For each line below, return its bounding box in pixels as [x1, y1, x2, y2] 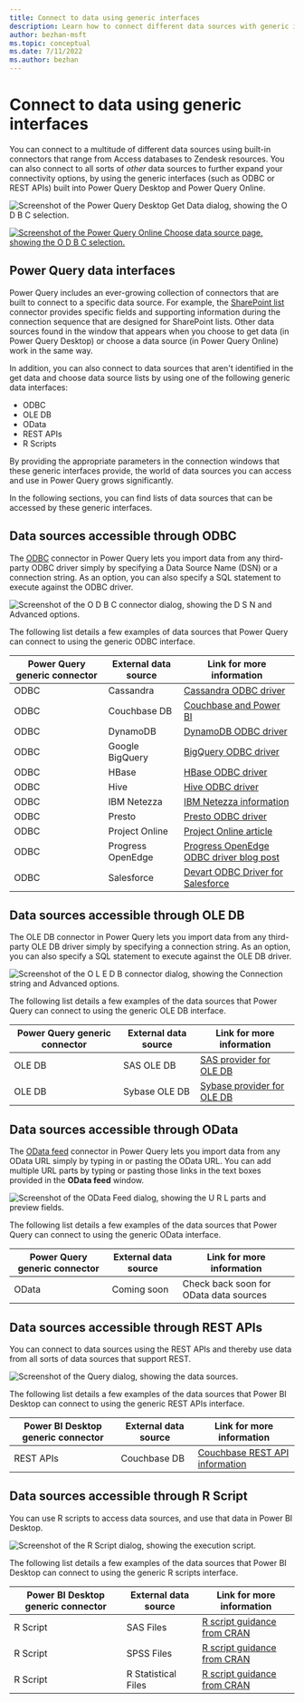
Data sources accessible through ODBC [9, 528, 237, 544]
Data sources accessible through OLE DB [9, 907, 245, 923]
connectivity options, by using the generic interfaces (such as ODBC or [9, 172, 275, 183]
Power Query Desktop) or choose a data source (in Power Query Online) [9, 335, 279, 346]
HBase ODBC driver [184, 766, 268, 778]
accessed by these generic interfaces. [9, 502, 153, 513]
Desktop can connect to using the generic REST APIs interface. [9, 1398, 245, 1409]
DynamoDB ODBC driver [184, 725, 288, 738]
